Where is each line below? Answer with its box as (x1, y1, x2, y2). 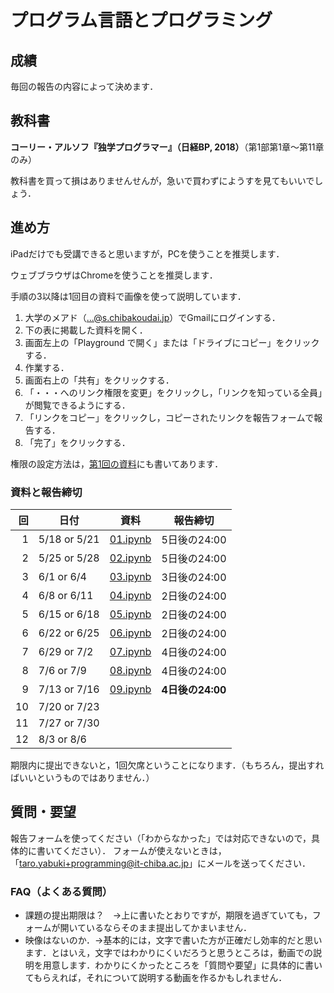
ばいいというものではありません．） (10, 771, 155, 783)
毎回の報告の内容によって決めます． (10, 81, 159, 92)
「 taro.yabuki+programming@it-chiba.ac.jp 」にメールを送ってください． (10, 857, 311, 869)
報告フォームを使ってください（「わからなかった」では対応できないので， (10, 832, 312, 844)
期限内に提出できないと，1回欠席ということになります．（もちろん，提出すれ (10, 759, 325, 771)
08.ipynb (109, 663, 152, 677)
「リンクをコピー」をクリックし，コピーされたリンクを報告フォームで (24, 411, 315, 423)
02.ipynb (109, 551, 152, 565)
